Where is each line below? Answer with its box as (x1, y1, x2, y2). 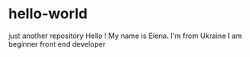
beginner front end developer (8, 39, 106, 48)
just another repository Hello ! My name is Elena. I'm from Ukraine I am (8, 31, 243, 40)
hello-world (8, 5, 88, 23)
